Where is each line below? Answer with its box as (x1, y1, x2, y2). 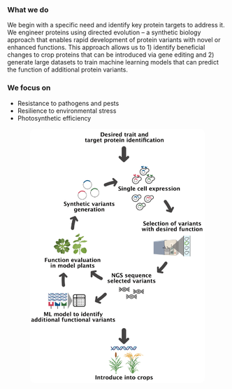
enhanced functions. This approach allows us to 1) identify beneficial (7, 43, 205, 52)
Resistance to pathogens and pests (17, 99, 119, 107)
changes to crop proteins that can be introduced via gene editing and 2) (7, 50, 215, 59)
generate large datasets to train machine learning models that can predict (7, 58, 219, 67)
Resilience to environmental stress (17, 107, 117, 115)
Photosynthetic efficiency (17, 114, 92, 122)
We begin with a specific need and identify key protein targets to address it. (7, 21, 225, 29)
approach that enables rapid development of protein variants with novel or (7, 36, 221, 44)
